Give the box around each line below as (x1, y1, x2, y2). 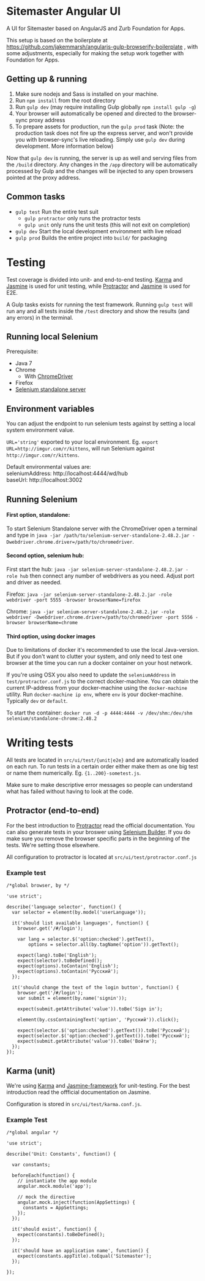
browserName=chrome (28, 619, 78, 625)
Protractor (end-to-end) (6, 805, 100, 816)
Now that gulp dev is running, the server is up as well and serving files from (6, 154, 197, 161)
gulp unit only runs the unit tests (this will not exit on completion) (24, 221, 191, 228)
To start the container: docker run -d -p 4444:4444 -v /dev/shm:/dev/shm (6, 709, 193, 716)
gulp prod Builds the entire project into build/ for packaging (15, 234, 167, 241)
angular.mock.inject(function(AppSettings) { (17, 1199, 136, 1206)
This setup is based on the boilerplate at (6, 36, 108, 44)
